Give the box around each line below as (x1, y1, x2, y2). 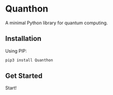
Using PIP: (5, 47, 27, 54)
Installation (5, 34, 42, 43)
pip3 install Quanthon (5, 58, 53, 63)
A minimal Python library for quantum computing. (5, 20, 108, 26)
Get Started (5, 72, 43, 80)
